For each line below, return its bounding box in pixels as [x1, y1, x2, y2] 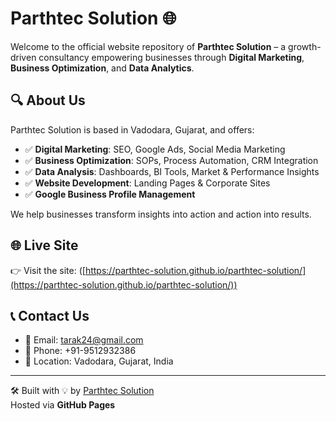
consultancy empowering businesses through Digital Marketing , [38, 51, 305, 63]
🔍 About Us [10, 92, 86, 109]
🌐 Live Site [10, 237, 79, 254]
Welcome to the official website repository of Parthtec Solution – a [10, 40, 287, 52]
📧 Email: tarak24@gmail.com [24, 334, 144, 346]
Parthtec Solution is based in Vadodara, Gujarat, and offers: [10, 123, 255, 136]
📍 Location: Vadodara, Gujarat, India [24, 355, 174, 367]
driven [10, 51, 37, 63]
